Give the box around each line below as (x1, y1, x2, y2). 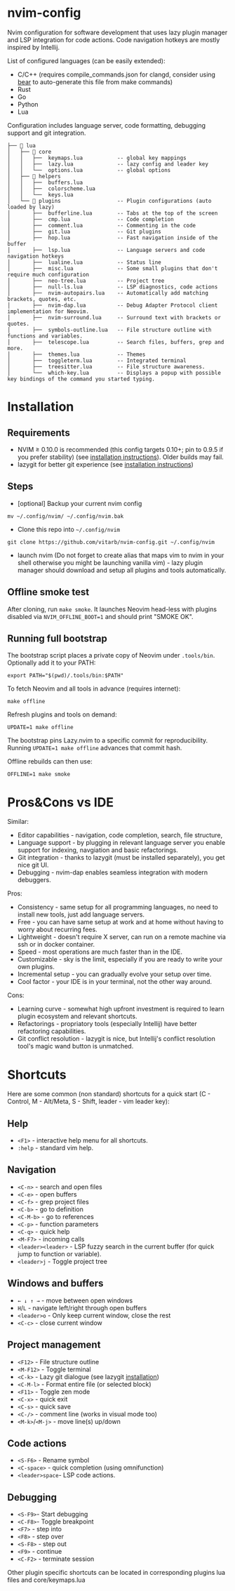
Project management (7, 1339, 101, 1351)
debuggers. (17, 876, 51, 884)
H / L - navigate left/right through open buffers (17, 1303, 147, 1312)
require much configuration (7, 271, 90, 278)
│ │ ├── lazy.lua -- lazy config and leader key (7, 160, 209, 168)
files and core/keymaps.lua (7, 1576, 86, 1584)
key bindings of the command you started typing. (7, 375, 156, 382)
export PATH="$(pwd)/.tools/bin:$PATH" (7, 672, 124, 679)
